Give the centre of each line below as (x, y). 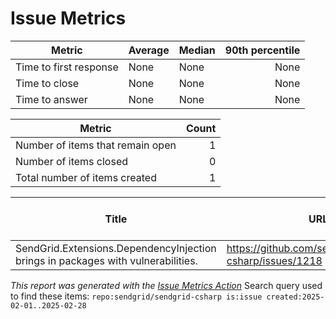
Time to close (47, 83)
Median (197, 50)
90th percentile (262, 50)
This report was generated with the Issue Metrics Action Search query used (166, 285)
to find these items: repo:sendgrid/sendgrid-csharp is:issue (136, 296)
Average (149, 50)
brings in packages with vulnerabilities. (106, 260)
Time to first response (67, 67)
